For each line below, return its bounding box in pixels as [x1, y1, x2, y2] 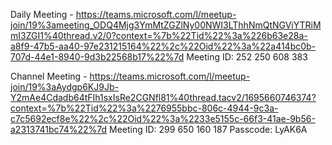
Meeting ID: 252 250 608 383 [186, 51, 308, 63]
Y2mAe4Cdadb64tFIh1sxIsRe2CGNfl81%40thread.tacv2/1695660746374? [10, 92, 317, 103]
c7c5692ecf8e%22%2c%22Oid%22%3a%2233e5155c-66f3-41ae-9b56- [10, 113, 316, 124]
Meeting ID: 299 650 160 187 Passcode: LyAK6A [108, 124, 308, 135]
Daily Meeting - [10, 9, 74, 20]
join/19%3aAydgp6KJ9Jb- [10, 81, 119, 93]
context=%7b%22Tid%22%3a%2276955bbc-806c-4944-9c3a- [10, 102, 279, 114]
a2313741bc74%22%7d [10, 124, 108, 135]
